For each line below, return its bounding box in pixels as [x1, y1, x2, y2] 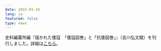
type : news [5, 20, 27, 26]
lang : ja [5, 12, 23, 17]
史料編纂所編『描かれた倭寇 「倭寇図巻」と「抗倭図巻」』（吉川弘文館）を [5, 34, 152, 40]
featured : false [5, 16, 38, 21]
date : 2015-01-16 [5, 7, 40, 12]
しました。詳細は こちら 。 [9, 41, 61, 47]
